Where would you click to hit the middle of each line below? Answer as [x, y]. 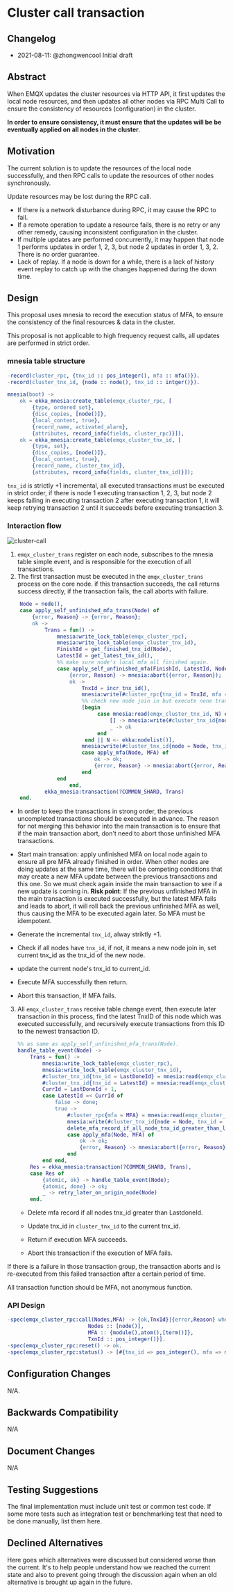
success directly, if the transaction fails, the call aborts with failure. [113, 591]
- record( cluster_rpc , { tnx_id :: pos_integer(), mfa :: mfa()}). [104, 376]
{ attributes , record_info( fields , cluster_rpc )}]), [109, 433]
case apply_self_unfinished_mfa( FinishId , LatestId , [135, 669]
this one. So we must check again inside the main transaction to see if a [120, 884]
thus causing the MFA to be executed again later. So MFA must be [111, 913]
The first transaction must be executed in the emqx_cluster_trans [110, 577]
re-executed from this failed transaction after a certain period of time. [106, 1274]
